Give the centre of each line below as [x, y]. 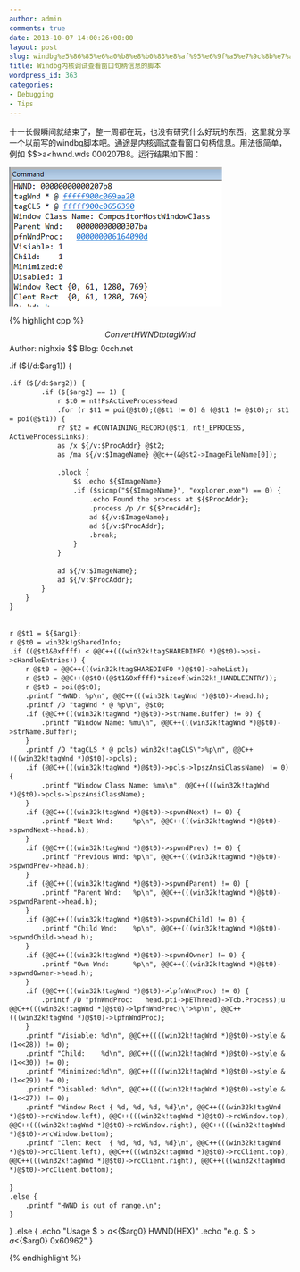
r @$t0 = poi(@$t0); [63, 687]
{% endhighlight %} [46, 1258]
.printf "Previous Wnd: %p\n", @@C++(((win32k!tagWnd [143, 857]
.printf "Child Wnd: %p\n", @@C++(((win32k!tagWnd [143, 928]
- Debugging [31, 94]
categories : [31, 85]
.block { [73, 472]
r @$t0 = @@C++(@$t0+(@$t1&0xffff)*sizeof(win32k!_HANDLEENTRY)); [151, 678]
